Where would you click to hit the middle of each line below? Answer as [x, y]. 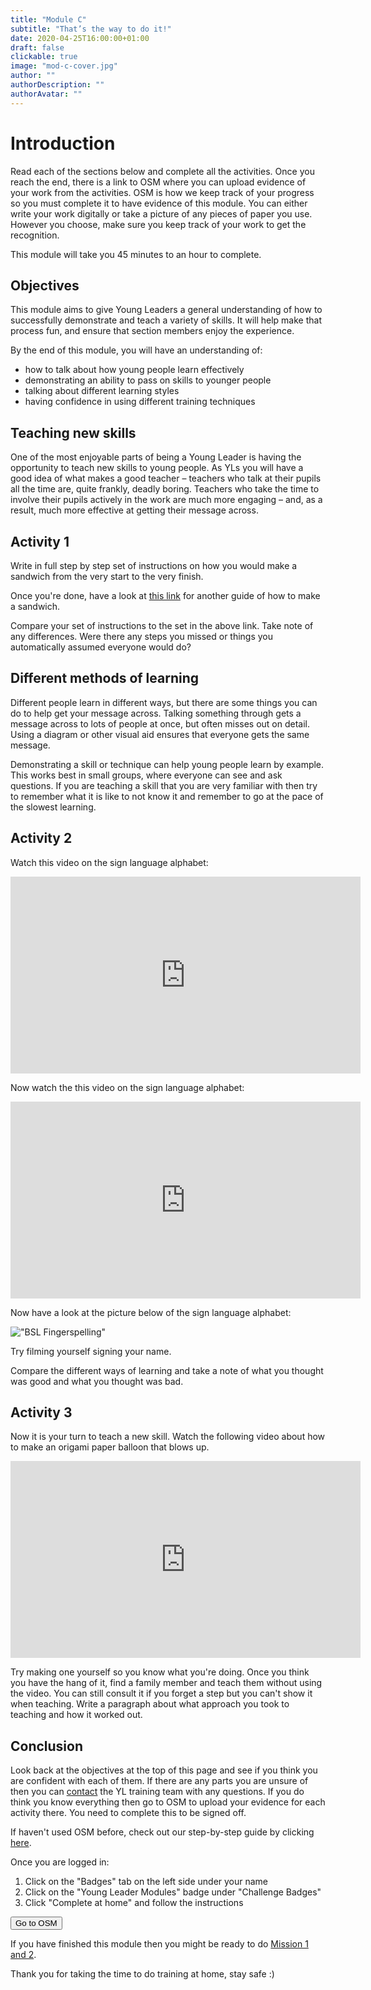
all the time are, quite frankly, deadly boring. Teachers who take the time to [165, 489]
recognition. [35, 235]
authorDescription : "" [57, 85]
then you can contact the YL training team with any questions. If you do [157, 1792]
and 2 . [23, 1955]
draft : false [37, 47]
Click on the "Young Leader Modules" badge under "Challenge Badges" [173, 1892]
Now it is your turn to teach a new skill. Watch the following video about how [168, 1437]
